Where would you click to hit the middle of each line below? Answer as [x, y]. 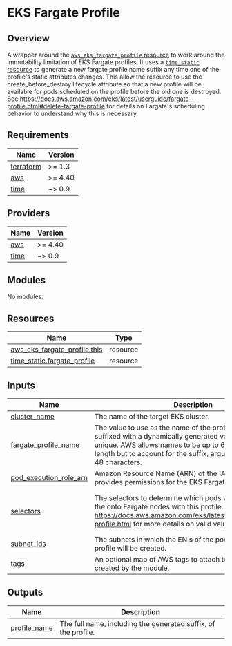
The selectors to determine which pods [158, 497]
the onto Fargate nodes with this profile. [159, 506]
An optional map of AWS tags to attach [157, 560]
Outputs [25, 592]
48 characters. [118, 462]
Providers [29, 213]
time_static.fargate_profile [53, 361]
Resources [31, 318]
